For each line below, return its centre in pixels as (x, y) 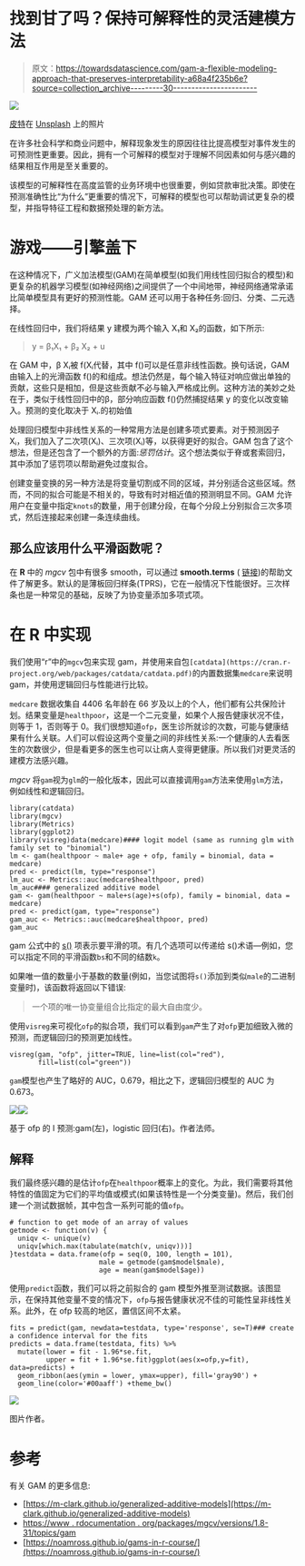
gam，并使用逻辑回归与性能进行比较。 (81, 684)
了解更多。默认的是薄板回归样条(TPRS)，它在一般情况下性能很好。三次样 (153, 583)
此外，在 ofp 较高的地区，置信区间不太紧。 (105, 1311)
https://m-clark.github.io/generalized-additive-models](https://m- (149, 1504)
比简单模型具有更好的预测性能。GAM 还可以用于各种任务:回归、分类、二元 (148, 297)
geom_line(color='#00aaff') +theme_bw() (95, 1384)
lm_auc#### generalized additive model (85, 887)
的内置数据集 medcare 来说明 (242, 673)
